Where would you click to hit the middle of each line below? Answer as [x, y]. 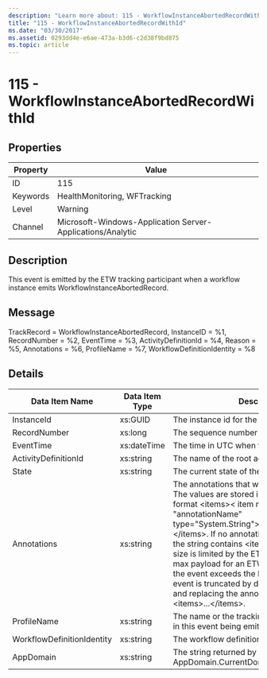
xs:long [133, 432]
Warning [73, 209]
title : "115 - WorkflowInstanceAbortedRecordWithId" [97, 23]
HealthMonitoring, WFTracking [114, 196]
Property [31, 170]
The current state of [210, 471]
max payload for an [209, 564]
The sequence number [215, 432]
